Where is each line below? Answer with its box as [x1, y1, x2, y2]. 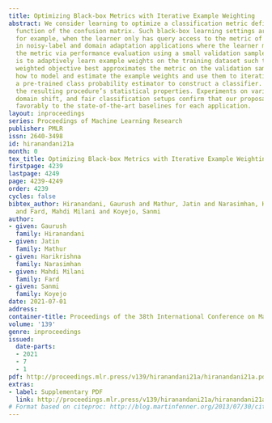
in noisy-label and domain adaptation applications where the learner [15, 42, 259, 50]
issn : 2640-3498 [8, 132, 63, 140]
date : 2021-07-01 [8, 298, 67, 306]
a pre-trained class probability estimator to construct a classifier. [15, 79, 263, 87]
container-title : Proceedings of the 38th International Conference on [8, 312, 255, 320]
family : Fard [15, 275, 60, 283]
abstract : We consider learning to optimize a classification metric [8, 19, 249, 27]
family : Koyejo [15, 290, 67, 298]
